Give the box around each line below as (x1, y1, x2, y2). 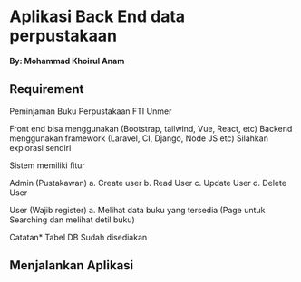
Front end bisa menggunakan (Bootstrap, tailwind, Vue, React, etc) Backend (9, 123, 293, 134)
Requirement (9, 81, 84, 97)
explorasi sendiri (9, 142, 72, 153)
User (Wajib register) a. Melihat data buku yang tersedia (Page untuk (9, 204, 266, 215)
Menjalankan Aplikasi (9, 258, 134, 273)
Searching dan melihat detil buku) (9, 214, 136, 225)
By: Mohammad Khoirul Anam (9, 55, 125, 66)
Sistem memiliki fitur (9, 160, 86, 171)
